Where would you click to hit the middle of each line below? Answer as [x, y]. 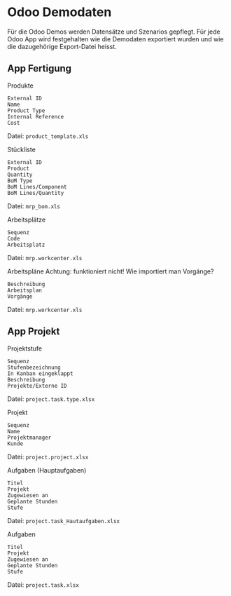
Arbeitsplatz [26, 245]
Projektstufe [25, 348]
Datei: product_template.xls [48, 136]
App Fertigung [40, 68]
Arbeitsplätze [27, 219]
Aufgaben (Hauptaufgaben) [47, 470]
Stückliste [22, 149]
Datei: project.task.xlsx [43, 584]
